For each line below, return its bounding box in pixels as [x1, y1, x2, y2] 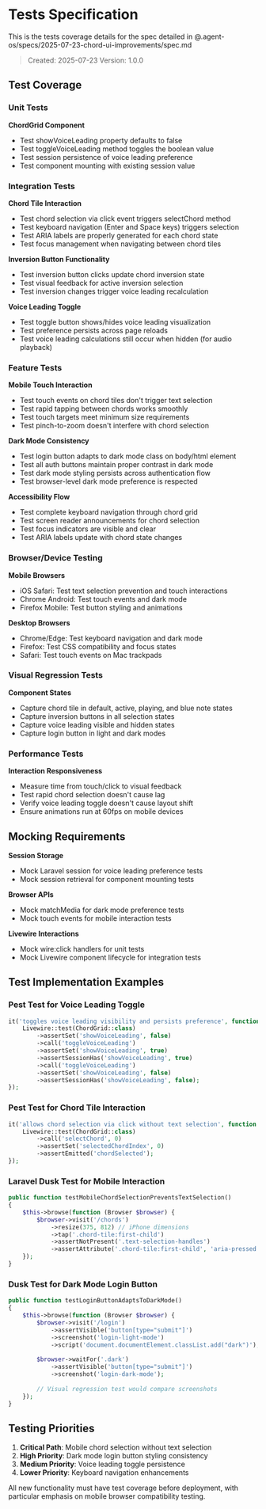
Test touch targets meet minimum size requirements [19, 412, 190, 422]
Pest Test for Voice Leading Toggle [8, 999, 145, 1010]
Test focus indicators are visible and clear [19, 524, 157, 534]
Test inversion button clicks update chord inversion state [19, 269, 205, 279]
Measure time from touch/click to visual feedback [19, 781, 182, 791]
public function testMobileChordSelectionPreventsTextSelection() [8, 1194, 232, 1202]
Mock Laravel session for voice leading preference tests [19, 865, 203, 876]
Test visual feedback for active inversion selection [19, 278, 184, 287]
